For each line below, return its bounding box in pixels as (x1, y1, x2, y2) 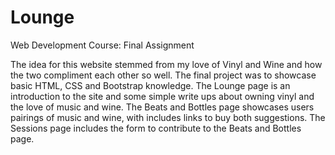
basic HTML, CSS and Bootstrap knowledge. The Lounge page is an (10, 79, 291, 91)
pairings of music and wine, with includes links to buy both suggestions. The (10, 111, 326, 123)
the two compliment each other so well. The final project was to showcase (10, 69, 317, 81)
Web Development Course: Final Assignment (10, 39, 195, 51)
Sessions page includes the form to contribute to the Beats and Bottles (10, 122, 302, 134)
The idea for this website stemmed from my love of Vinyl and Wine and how (10, 58, 323, 70)
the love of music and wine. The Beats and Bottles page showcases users (10, 101, 315, 113)
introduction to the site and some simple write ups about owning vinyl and (10, 90, 315, 102)
